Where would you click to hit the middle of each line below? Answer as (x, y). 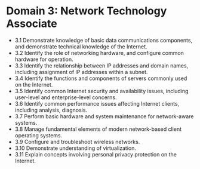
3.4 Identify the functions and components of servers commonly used (101, 78)
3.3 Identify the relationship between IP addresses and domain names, (101, 65)
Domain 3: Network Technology (87, 11)
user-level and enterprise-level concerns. (66, 97)
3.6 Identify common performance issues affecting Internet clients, (97, 103)
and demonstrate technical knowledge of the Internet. (81, 47)
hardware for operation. (44, 59)
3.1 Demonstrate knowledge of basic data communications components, (104, 40)
